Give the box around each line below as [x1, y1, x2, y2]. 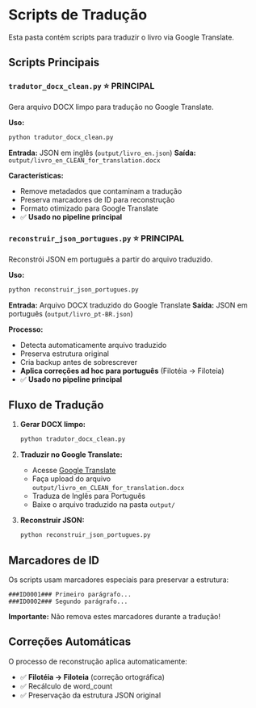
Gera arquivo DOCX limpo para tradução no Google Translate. [8, 102, 214, 111]
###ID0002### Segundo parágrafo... [8, 597, 128, 606]
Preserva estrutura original [19, 349, 109, 358]
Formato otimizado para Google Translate [19, 203, 159, 213]
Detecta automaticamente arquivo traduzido [19, 340, 167, 350]
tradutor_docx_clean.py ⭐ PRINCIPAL [8, 81, 155, 92]
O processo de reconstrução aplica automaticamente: [8, 656, 187, 666]
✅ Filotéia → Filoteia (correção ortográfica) [19, 672, 166, 681]
